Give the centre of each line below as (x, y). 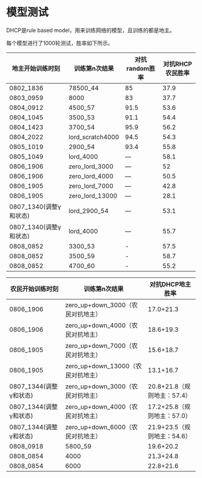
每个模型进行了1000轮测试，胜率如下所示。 (60, 43)
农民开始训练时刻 (34, 289)
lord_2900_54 (88, 210)
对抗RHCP (178, 64)
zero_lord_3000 (91, 166)
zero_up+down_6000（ (99, 427)
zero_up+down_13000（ (100, 366)
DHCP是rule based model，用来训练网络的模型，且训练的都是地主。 (91, 30)
